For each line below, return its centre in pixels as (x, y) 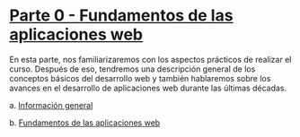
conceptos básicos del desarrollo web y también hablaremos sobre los (140, 78)
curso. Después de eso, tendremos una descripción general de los (132, 69)
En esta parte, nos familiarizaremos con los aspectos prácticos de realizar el (150, 59)
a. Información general (51, 105)
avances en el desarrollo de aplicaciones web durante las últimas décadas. (148, 88)
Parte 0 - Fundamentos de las (121, 16)
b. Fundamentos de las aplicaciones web (85, 123)
